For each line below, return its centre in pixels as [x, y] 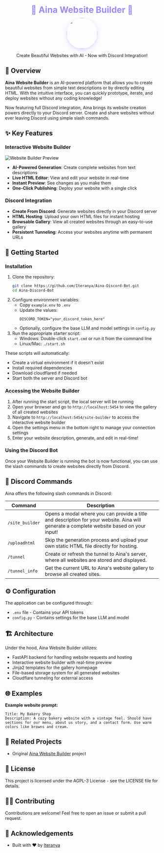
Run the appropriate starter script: [46, 333]
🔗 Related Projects [33, 742]
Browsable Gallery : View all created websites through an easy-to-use [82, 222]
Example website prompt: [32, 705]
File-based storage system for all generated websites [66, 673]
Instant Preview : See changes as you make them [61, 183]
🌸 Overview [23, 71]
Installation [19, 266]
